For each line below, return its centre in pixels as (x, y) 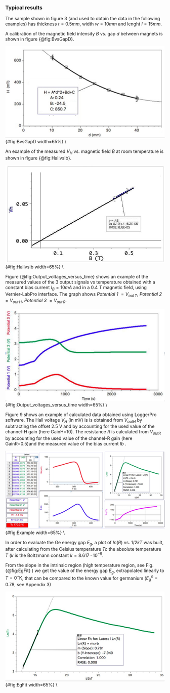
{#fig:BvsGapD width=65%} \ (36, 141)
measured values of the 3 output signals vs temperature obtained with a (80, 282)
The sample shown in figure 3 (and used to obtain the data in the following (83, 19)
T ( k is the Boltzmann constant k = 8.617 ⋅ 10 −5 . (54, 555)
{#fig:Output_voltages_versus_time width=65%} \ (56, 404)
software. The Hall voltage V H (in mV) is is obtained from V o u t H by (74, 420)
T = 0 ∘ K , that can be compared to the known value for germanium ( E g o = (81, 578)
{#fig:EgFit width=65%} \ (31, 684)
